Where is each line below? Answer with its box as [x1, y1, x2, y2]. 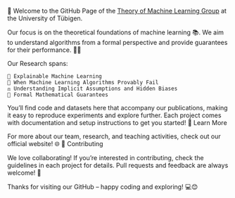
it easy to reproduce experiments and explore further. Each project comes [7, 111, 222, 119]
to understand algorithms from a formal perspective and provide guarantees [7, 39, 228, 46]
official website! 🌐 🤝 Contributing [7, 140, 103, 147]
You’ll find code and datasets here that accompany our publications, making [7, 104, 228, 112]
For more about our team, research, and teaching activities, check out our [7, 132, 221, 140]
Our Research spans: [7, 60, 68, 67]
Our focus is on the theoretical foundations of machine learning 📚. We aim [7, 28, 224, 37]
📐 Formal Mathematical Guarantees [7, 91, 109, 98]
